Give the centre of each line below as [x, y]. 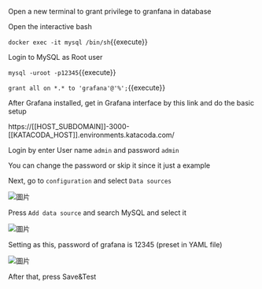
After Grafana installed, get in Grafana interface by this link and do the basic [131, 103]
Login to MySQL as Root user [55, 57]
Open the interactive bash [50, 26]
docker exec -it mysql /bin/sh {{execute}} [78, 42]
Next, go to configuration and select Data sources [90, 181]
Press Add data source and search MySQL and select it [97, 213]
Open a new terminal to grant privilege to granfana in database [110, 11]
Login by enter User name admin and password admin [94, 150]
